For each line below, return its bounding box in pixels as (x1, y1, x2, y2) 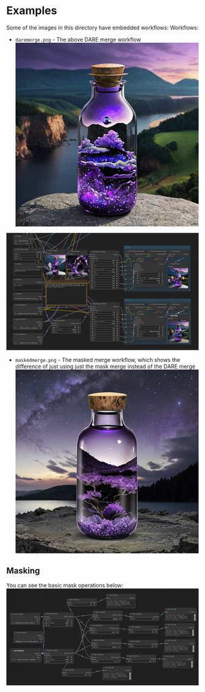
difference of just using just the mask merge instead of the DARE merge (15, 363, 196, 370)
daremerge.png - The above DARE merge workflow (15, 36, 142, 43)
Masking (6, 565, 40, 576)
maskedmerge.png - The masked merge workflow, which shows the (15, 356, 181, 364)
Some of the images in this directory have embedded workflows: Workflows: (6, 24, 199, 31)
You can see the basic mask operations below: (6, 582, 124, 589)
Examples (6, 4, 57, 18)
